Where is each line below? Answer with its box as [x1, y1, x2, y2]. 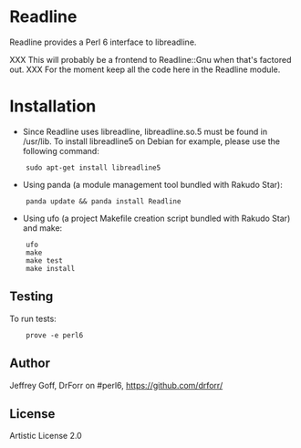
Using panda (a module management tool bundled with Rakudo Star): [22, 179, 283, 190]
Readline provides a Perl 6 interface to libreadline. [9, 36, 197, 47]
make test [26, 255, 64, 266]
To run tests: [9, 313, 57, 324]
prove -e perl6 [26, 330, 84, 339]
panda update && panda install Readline [26, 196, 182, 206]
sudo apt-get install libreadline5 [26, 162, 161, 172]
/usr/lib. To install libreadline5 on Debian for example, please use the [22, 135, 281, 147]
